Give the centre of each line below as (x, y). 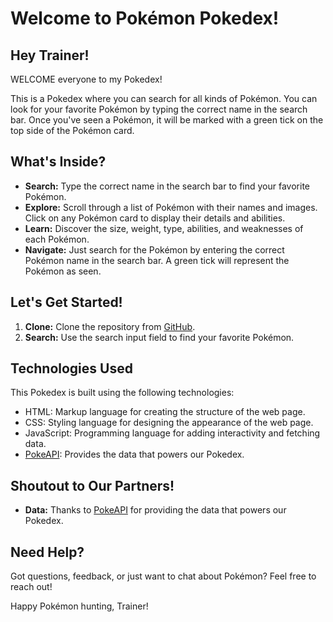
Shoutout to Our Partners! (92, 485)
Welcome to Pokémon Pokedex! (145, 18)
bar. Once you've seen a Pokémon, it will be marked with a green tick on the (167, 120)
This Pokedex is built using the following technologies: (122, 393)
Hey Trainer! (50, 55)
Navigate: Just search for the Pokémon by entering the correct (154, 249)
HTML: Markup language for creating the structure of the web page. (165, 412)
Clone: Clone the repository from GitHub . (110, 326)
